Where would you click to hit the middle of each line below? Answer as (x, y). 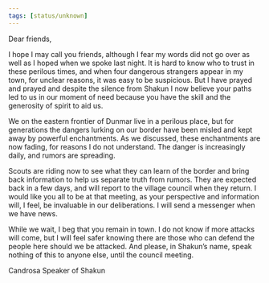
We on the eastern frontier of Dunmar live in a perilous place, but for (121, 121)
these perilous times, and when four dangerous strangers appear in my (126, 71)
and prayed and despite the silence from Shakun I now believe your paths (130, 88)
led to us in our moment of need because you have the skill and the (120, 96)
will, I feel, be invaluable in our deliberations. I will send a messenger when (132, 205)
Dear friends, (30, 39)
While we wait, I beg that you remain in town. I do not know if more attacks (132, 229)
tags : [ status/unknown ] (48, 16)
